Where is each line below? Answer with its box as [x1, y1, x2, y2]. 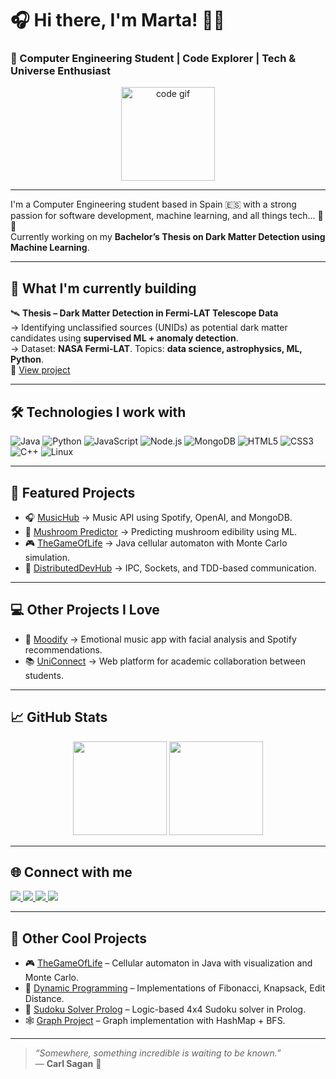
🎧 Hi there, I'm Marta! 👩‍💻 [10, 9, 225, 32]
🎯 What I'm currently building [10, 280, 197, 297]
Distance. [24, 993, 65, 1005]
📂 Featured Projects [10, 484, 136, 501]
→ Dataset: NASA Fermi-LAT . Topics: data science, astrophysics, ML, [10, 343, 303, 355]
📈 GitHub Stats [10, 709, 108, 726]
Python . [10, 353, 44, 366]
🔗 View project [10, 364, 71, 376]
